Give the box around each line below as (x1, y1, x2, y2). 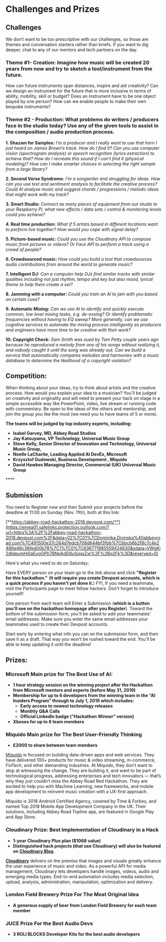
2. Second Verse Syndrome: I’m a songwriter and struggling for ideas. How (5, 176, 161, 182)
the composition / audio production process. (5, 129, 115, 136)
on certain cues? (5, 296, 40, 302)
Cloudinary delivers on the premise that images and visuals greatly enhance (5, 857, 162, 864)
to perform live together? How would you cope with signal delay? (5, 226, 138, 232)
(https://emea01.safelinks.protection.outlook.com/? (5, 524, 110, 530)
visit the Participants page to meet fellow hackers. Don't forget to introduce (5, 585, 159, 592)
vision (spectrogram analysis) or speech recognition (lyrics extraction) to (5, 150, 155, 156)
